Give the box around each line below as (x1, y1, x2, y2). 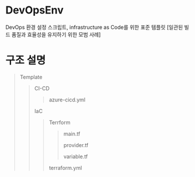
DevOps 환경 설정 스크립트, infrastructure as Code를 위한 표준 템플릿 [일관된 (5, 23, 183, 30)
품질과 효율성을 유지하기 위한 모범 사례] (11, 30, 101, 38)
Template (19, 73, 43, 80)
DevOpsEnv (5, 4, 64, 17)
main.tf (63, 130, 81, 137)
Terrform (48, 118, 71, 126)
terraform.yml (48, 164, 82, 171)
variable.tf (63, 153, 88, 160)
